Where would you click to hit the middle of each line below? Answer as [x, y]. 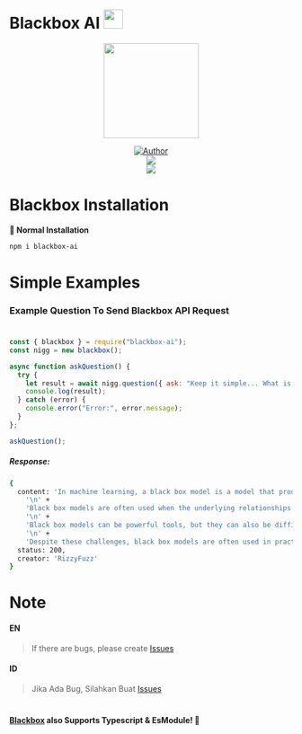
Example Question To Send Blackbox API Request [120, 310]
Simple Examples [75, 282]
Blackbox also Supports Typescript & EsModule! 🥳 [105, 721]
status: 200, [42, 550]
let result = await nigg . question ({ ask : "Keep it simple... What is [159, 383]
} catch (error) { [52, 400]
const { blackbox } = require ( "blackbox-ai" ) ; [98, 342]
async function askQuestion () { [70, 367]
